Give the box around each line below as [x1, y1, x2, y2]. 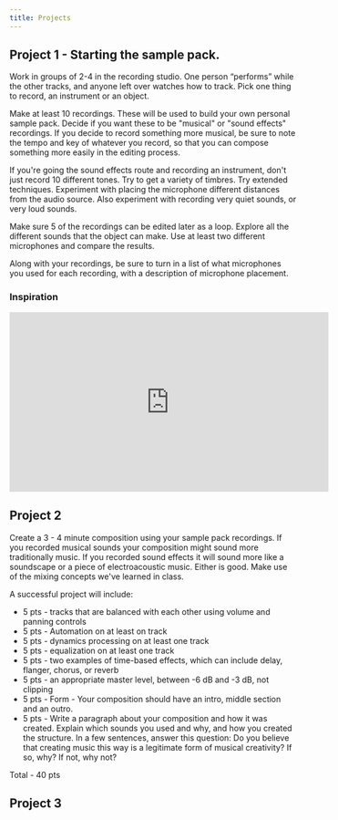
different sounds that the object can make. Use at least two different [9, 231, 266, 242]
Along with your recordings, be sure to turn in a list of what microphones [9, 258, 282, 269]
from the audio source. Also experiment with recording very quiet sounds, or [9, 193, 297, 205]
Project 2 [9, 508, 62, 524]
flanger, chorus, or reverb [22, 664, 119, 675]
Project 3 [9, 795, 62, 811]
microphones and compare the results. [9, 241, 155, 252]
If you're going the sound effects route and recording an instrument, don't [9, 165, 287, 176]
